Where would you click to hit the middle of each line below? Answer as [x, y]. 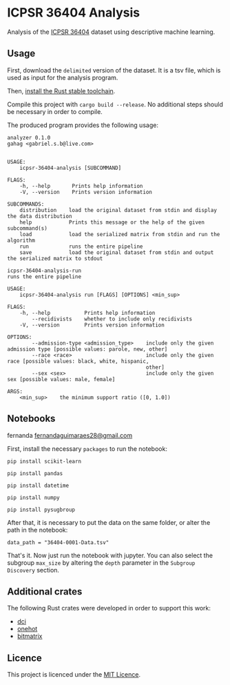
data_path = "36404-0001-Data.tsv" [58, 542]
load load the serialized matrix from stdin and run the [120, 234]
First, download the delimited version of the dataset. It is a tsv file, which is [114, 70]
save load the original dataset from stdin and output [117, 252]
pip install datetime [38, 485]
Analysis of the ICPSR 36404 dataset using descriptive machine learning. [111, 32]
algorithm [21, 240]
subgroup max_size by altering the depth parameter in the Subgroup [101, 562]
